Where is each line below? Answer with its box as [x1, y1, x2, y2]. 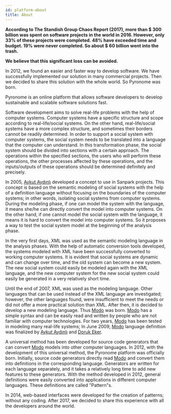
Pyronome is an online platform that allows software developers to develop [5, 94, 163, 100]
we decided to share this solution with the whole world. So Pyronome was [5, 79, 161, 85]
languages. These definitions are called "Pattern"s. [5, 382, 112, 388]
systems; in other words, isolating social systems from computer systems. [5, 195, 161, 201]
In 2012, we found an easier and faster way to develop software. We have [5, 67, 160, 74]
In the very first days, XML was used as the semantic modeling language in [5, 237, 163, 243]
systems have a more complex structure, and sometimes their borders [5, 126, 153, 132]
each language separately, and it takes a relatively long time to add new [5, 366, 156, 372]
